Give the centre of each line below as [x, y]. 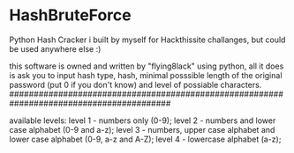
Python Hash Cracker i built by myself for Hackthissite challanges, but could [147, 40]
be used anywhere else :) [55, 48]
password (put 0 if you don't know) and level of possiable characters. [136, 84]
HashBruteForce [70, 15]
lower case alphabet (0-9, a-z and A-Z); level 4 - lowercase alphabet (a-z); [145, 139]
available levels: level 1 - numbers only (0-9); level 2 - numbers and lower [143, 120]
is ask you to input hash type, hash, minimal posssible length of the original [146, 75]
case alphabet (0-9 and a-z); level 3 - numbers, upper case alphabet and [142, 129]
